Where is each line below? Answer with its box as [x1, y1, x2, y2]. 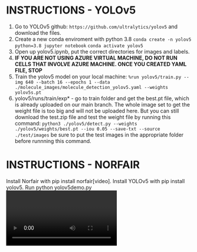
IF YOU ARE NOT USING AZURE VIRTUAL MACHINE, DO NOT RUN [14, 54, 178, 61]
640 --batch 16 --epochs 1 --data [25, 79, 110, 85]
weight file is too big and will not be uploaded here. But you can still [14, 107, 179, 114]
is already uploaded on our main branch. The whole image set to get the [14, 101, 191, 108]
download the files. [14, 29, 62, 36]
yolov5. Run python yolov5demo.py [6, 184, 92, 191]
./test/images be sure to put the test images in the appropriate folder [14, 131, 184, 138]
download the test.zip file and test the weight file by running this [14, 113, 171, 121]
